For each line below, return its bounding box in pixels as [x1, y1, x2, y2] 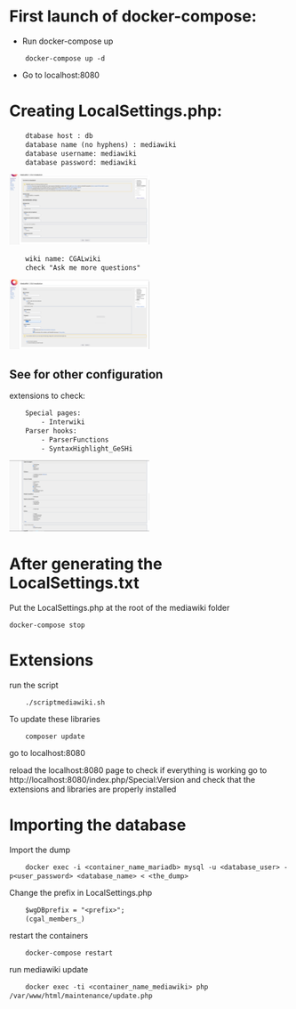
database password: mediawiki [25, 158, 138, 167]
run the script [9, 679, 60, 691]
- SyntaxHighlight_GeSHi [41, 444, 133, 453]
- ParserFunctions [41, 435, 109, 444]
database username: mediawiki [25, 149, 138, 158]
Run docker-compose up [21, 36, 114, 46]
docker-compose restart [25, 948, 114, 957]
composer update [25, 732, 86, 741]
